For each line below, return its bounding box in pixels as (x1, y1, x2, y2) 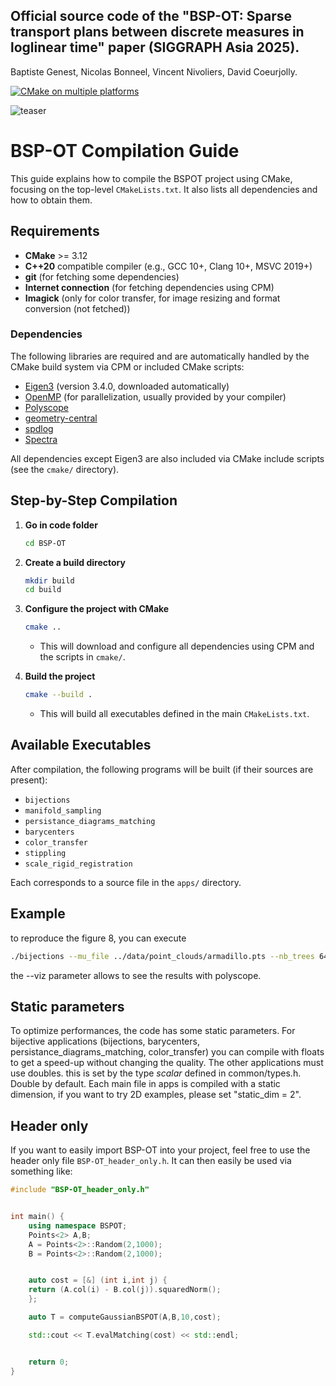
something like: (10, 1165, 73, 1178)
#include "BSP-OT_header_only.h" (10, 1185, 150, 1195)
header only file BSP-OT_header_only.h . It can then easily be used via (10, 1155, 292, 1167)
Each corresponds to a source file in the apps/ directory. (10, 876, 242, 888)
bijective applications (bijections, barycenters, (10, 1035, 200, 1048)
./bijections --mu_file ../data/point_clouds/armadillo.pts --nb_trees (10, 951, 315, 961)
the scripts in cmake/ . (39, 651, 126, 663)
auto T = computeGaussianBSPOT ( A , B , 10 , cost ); (28, 1312, 222, 1323)
